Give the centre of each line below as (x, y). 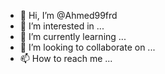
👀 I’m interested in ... (62, 26)
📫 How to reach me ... (66, 58)
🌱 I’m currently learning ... (73, 36)
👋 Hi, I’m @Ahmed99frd (68, 15)
